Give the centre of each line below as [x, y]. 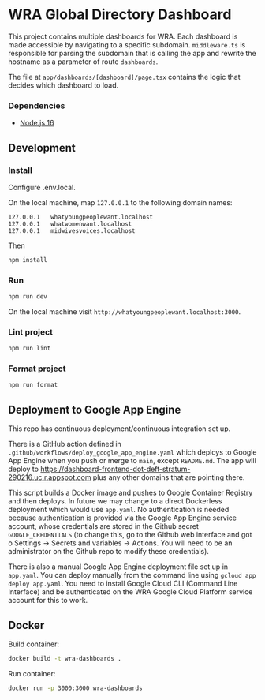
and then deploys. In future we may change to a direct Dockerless [115, 501]
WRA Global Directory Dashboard [120, 15]
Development [42, 148]
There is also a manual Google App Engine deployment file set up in [118, 567]
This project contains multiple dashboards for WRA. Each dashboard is [123, 36]
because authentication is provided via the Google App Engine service [122, 518]
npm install [28, 260]
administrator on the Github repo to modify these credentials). [108, 552]
